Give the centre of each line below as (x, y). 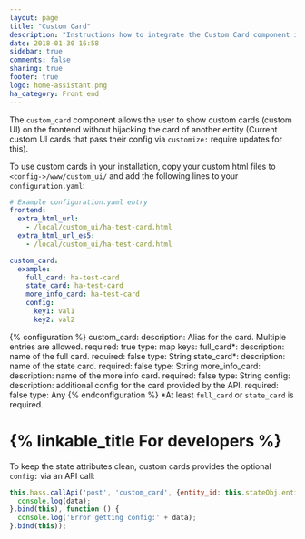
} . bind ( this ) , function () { (64, 509)
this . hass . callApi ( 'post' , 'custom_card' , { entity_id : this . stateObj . (146, 492)
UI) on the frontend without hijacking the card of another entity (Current (143, 129)
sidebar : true (36, 52)
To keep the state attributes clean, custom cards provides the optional (140, 466)
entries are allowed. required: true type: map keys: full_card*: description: (147, 347)
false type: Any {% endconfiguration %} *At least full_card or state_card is (152, 395)
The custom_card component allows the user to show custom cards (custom (151, 120)
